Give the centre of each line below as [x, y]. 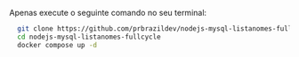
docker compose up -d [57, 45]
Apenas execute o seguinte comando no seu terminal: [108, 13]
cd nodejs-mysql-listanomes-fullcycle [89, 37]
